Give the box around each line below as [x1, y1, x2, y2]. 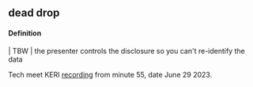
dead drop [8, 6, 60, 20]
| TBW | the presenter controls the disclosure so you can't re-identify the [8, 46, 245, 55]
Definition [8, 28, 42, 38]
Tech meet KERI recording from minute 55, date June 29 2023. [8, 70, 213, 79]
